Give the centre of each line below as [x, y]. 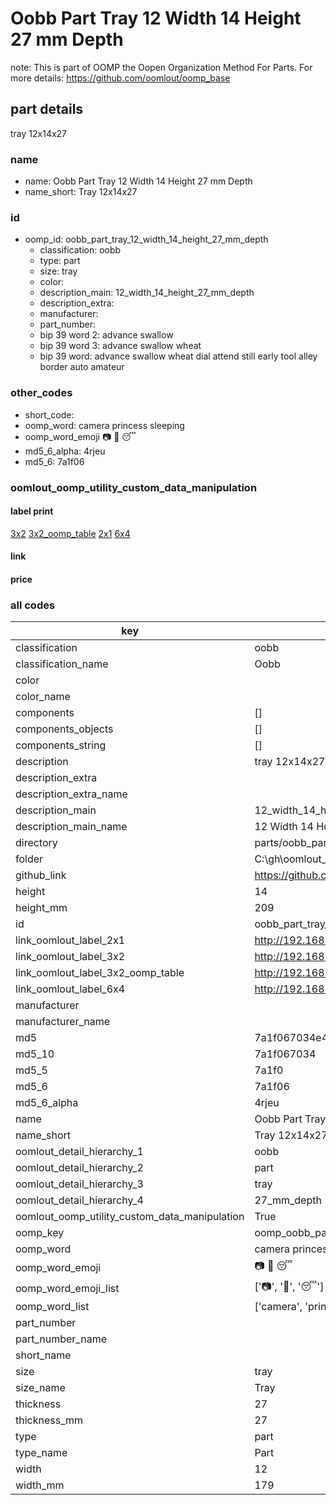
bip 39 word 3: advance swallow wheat [120, 346]
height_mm [41, 908]
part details [47, 109]
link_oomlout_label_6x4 [70, 989]
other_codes [41, 393]
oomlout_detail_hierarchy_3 [79, 1184]
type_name [41, 1453]
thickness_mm [49, 1420]
